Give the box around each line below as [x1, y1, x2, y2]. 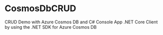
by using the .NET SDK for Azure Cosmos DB [4, 24, 97, 30]
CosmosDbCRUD [4, 3, 77, 14]
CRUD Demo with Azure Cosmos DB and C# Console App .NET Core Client [4, 19, 158, 25]
